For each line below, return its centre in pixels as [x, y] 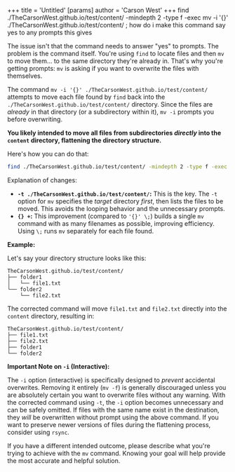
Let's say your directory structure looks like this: [77, 258]
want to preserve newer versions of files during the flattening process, [109, 424]
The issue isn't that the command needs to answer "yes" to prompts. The [113, 46]
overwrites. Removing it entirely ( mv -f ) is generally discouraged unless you [117, 387]
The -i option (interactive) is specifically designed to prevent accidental [111, 380]
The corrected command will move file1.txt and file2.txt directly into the [117, 309]
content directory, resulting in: [51, 316]
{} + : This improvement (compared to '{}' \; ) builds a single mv [111, 216]
